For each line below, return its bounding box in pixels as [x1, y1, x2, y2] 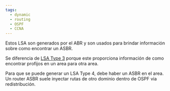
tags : [5, 7, 17, 13]
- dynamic [10, 12, 31, 17]
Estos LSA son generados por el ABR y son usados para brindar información [5, 40, 165, 46]
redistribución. [5, 81, 36, 87]
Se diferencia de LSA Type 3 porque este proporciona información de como [5, 55, 164, 61]
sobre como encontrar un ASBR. [5, 45, 73, 52]
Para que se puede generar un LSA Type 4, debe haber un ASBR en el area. [5, 70, 164, 76]
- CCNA [10, 26, 24, 31]
